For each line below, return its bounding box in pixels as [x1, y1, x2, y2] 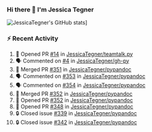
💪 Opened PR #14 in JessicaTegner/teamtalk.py [15, 50, 133, 58]
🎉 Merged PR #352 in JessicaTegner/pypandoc [15, 90, 133, 97]
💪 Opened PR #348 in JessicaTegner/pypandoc [15, 103, 134, 110]
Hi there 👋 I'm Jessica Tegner [7, 5, 94, 14]
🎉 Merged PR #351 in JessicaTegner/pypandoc [15, 65, 132, 73]
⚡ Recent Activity [7, 34, 59, 43]
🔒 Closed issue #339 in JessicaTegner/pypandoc [15, 109, 137, 116]
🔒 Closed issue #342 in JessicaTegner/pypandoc [15, 118, 138, 125]
